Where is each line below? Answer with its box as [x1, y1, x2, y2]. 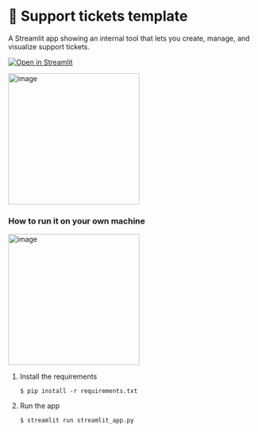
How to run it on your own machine [8, 215, 145, 226]
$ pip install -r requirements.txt [19, 387, 138, 395]
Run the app [19, 401, 60, 411]
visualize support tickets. [8, 41, 90, 51]
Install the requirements [19, 372, 98, 381]
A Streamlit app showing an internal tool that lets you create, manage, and [8, 33, 250, 43]
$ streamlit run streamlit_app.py [19, 417, 134, 425]
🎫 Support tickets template [8, 7, 188, 25]
